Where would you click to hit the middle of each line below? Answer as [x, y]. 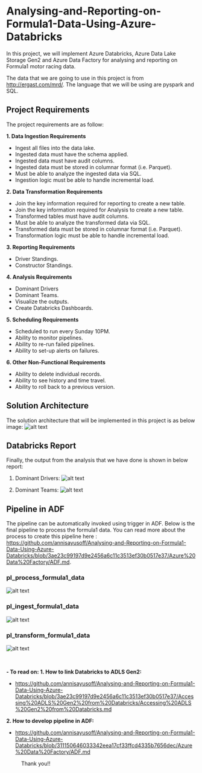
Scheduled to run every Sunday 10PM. [62, 331]
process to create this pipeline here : [52, 536]
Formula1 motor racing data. [41, 66]
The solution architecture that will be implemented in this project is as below [101, 420]
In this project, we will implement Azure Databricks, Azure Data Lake [91, 53]
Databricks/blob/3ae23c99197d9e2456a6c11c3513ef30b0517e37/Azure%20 [101, 556]
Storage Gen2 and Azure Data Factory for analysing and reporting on [92, 60]
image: [15, 426]
